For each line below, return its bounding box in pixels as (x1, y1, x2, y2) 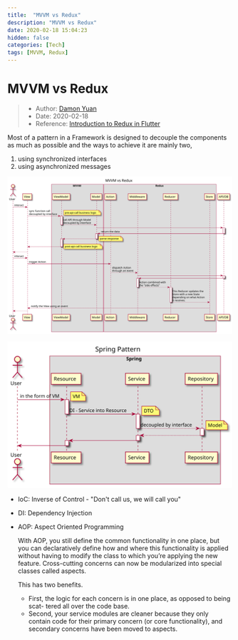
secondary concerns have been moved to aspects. (28, 624, 178, 634)
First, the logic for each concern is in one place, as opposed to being (28, 594, 231, 603)
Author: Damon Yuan (35, 104, 98, 113)
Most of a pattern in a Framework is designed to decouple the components (7, 133, 227, 142)
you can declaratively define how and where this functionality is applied (17, 544, 229, 552)
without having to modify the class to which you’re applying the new (17, 552, 219, 560)
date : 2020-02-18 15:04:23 (7, 26, 88, 33)
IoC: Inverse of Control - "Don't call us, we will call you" (17, 495, 182, 504)
